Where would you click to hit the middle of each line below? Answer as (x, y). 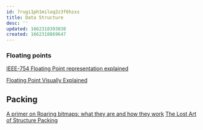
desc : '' (17, 23)
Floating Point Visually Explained (47, 80)
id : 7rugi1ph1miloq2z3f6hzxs (43, 12)
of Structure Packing (32, 120)
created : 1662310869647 (36, 34)
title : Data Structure (35, 18)
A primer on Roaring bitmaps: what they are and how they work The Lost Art (101, 114)
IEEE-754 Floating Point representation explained (68, 69)
